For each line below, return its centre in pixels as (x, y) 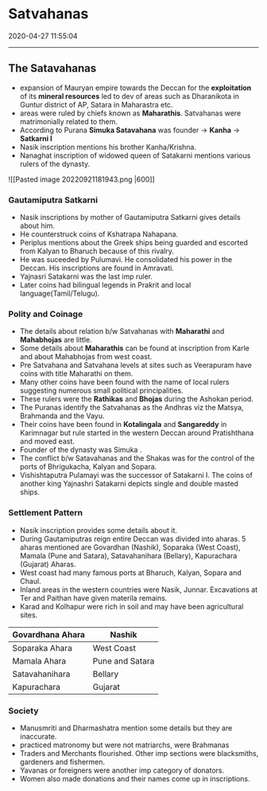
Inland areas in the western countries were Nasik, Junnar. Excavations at (139, 589)
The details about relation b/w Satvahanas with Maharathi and (122, 331)
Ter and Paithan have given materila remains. (93, 597)
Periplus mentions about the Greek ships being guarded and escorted (134, 243)
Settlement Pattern (46, 513)
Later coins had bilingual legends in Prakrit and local (105, 285)
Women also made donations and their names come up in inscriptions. (135, 778)
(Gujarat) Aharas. (48, 564)
